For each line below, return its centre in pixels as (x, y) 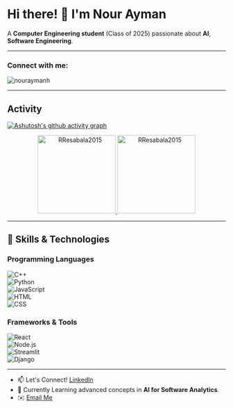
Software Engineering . (40, 40)
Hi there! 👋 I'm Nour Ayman (87, 14)
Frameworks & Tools (42, 322)
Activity (25, 109)
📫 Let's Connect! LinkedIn (55, 380)
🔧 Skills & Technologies (58, 239)
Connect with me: (38, 65)
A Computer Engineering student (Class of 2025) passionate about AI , (109, 33)
